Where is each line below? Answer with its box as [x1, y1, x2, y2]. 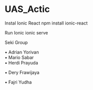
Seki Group [5, 39, 28, 45]
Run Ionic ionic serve [5, 29, 48, 35]
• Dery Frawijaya [5, 69, 40, 75]
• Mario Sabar [5, 54, 34, 60]
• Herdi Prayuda [5, 59, 38, 65]
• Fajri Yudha [5, 79, 32, 85]
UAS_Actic [5, 3, 50, 15]
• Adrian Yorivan [5, 49, 39, 55]
